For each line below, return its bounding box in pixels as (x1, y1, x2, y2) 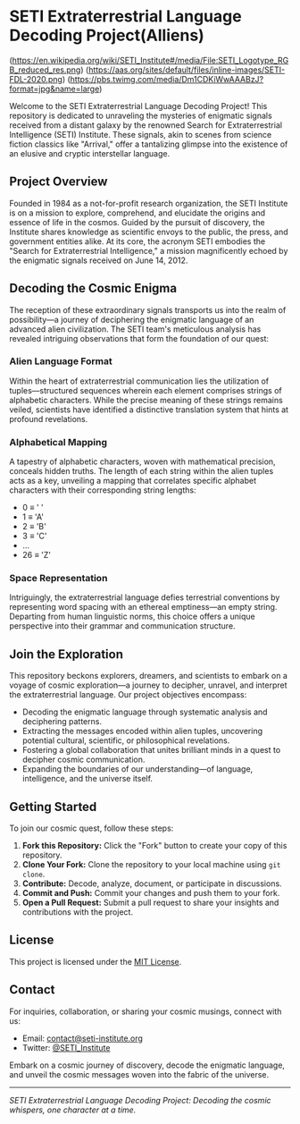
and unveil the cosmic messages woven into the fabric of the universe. (9, 1069, 270, 1079)
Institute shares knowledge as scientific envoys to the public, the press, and (9, 226, 288, 237)
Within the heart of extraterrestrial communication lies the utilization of (9, 376, 270, 386)
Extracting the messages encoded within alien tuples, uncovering (21, 726, 263, 737)
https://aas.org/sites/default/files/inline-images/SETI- (87, 64, 286, 75)
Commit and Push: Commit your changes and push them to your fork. (21, 888, 280, 899)
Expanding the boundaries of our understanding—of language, (21, 764, 254, 774)
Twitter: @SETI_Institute (21, 1042, 111, 1052)
